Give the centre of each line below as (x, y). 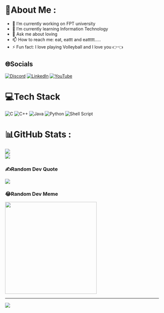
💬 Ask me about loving (35, 34)
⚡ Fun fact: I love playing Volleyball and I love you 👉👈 (68, 47)
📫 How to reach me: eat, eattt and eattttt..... (56, 39)
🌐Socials (19, 64)
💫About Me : (31, 10)
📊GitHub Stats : (38, 134)
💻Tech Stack (33, 96)
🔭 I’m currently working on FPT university (54, 24)
